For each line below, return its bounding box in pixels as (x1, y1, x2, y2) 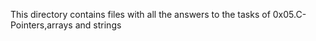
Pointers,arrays (10, 19, 73, 31)
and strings (74, 19, 122, 31)
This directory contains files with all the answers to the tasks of (10, 9, 271, 20)
